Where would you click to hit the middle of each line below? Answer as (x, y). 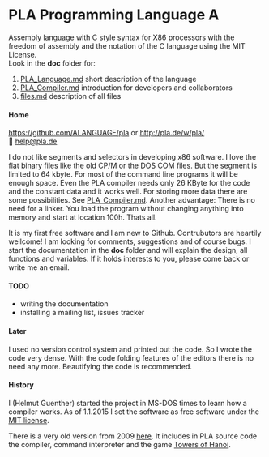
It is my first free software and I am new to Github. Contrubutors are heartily (135, 233)
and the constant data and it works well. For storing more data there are (128, 191)
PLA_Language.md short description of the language (108, 79)
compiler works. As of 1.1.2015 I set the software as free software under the (134, 412)
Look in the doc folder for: (52, 63)
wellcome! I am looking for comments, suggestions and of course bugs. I (130, 241)
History (21, 385)
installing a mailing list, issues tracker (82, 313)
